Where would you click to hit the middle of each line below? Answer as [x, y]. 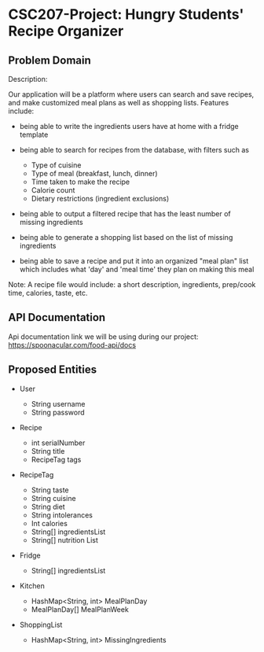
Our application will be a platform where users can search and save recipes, [131, 94]
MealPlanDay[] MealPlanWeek [80, 609]
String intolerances [62, 515]
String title [48, 451]
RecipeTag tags [56, 459]
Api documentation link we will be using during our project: [103, 337]
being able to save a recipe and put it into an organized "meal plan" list [134, 261]
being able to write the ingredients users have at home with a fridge [129, 126]
